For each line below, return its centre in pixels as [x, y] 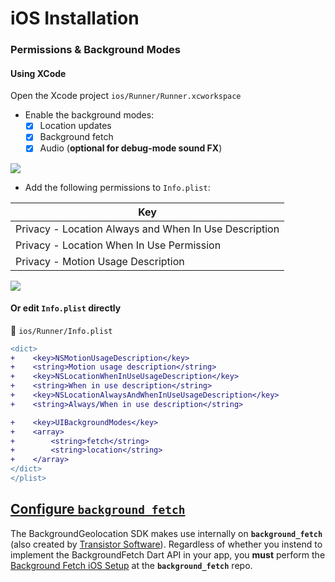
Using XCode [38, 73]
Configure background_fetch [98, 509]
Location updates [75, 126]
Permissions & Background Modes [95, 50]
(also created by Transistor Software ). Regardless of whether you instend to [166, 544]
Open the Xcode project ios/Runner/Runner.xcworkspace [126, 96]
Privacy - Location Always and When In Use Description [147, 229]
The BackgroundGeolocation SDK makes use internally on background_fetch [166, 533]
